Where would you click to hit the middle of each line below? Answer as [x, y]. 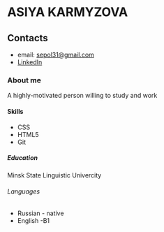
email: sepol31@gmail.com [55, 55]
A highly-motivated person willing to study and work [82, 96]
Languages [24, 191]
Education [23, 158]
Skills [15, 111]
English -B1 [33, 220]
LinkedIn [30, 62]
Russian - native [40, 213]
